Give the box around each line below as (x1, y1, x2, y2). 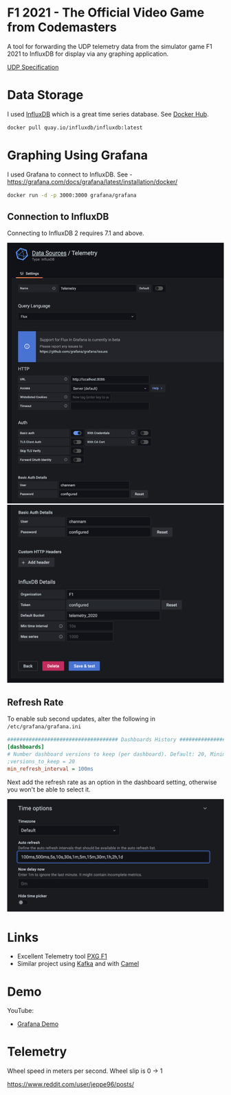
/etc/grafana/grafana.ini (7, 723, 81, 730)
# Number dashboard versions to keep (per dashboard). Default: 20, (7, 750, 208, 758)
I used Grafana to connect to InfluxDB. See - (7, 170, 133, 179)
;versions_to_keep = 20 (7, 758, 76, 765)
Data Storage (7, 88, 84, 103)
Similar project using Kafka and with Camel (16, 960, 140, 968)
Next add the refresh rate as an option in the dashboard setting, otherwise (7, 778, 217, 786)
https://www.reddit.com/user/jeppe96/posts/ (7, 1081, 135, 1089)
